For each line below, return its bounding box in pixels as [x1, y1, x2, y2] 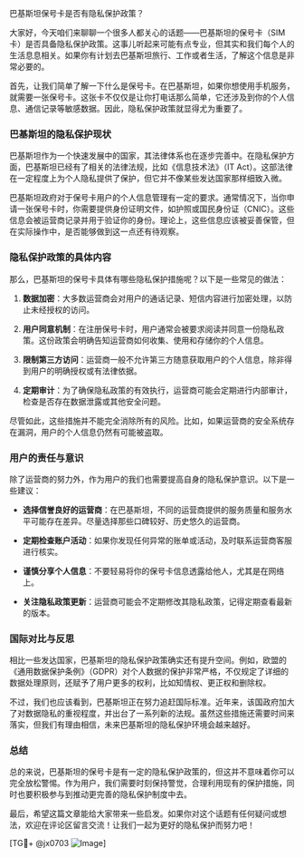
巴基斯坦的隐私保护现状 [9, 128, 111, 141]
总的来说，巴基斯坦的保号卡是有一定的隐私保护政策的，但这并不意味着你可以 [9, 766, 295, 777]
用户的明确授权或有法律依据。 [30, 365, 142, 376]
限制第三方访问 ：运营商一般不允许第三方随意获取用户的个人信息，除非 [22, 354, 285, 365]
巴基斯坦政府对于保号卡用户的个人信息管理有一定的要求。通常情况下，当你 [9, 192, 287, 203]
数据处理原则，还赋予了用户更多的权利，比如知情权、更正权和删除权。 [9, 677, 271, 688]
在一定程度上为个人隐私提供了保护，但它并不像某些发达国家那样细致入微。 [9, 173, 287, 184]
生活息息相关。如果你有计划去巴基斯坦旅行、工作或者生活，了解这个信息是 [9, 50, 287, 61]
